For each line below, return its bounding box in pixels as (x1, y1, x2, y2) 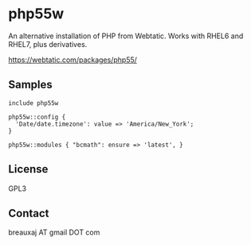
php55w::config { (8, 113, 66, 121)
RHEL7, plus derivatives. (8, 39, 88, 49)
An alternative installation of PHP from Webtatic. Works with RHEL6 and (8, 31, 244, 41)
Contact (8, 206, 49, 220)
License (8, 162, 49, 176)
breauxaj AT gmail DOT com (8, 227, 100, 237)
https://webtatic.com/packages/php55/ (8, 55, 138, 64)
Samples (8, 78, 53, 91)
